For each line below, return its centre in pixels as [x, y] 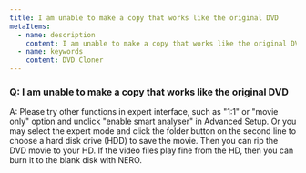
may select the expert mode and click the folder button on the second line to [153, 131]
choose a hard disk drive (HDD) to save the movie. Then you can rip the [144, 141]
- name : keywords [51, 52]
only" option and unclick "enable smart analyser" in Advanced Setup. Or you [153, 122]
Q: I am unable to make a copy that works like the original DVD [149, 92]
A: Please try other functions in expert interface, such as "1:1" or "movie [144, 112]
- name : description [56, 35]
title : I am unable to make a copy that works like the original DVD [144, 18]
